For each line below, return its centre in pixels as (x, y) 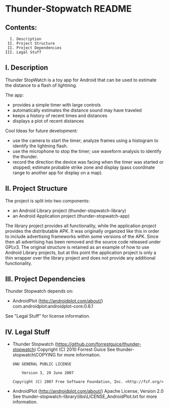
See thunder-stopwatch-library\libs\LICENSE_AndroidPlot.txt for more (85, 396)
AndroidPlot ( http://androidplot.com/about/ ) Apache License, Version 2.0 (88, 391)
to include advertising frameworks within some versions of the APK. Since (82, 236)
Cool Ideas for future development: (41, 131)
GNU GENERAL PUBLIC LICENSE (42, 364)
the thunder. (25, 157)
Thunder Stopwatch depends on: (39, 291)
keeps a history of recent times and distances (60, 115)
